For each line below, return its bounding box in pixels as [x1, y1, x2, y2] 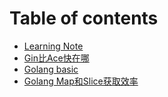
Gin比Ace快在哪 [23, 52, 90, 64]
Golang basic [23, 63, 79, 75]
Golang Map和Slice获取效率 [23, 75, 139, 87]
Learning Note [23, 40, 84, 52]
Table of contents [9, 7, 159, 30]
